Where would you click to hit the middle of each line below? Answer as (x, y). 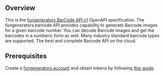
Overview (20, 8)
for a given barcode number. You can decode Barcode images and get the (80, 30)
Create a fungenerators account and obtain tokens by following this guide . (80, 68)
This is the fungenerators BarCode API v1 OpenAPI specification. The (75, 20)
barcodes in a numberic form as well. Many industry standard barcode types (82, 35)
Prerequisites (26, 56)
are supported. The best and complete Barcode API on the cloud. (71, 41)
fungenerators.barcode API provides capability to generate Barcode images (81, 25)
